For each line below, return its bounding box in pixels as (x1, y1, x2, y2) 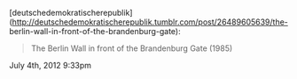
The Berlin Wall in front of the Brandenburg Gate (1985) (30, 43, 233, 54)
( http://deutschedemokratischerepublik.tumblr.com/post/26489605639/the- (9, 17, 288, 27)
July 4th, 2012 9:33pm (9, 61, 91, 70)
